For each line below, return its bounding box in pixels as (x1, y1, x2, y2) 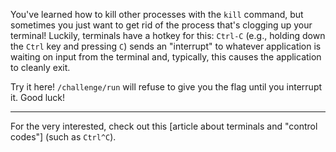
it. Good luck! (10, 92, 66, 103)
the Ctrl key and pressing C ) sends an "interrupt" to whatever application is (10, 40, 322, 52)
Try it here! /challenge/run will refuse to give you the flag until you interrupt (10, 81, 323, 93)
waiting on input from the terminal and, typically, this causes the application (10, 51, 322, 63)
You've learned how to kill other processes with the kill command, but (10, 9, 304, 20)
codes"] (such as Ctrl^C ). (10, 131, 117, 143)
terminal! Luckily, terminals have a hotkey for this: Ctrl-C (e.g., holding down (10, 30, 326, 41)
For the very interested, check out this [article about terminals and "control (10, 120, 318, 132)
